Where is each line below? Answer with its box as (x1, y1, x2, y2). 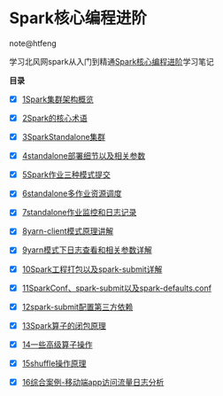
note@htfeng (9, 37, 58, 49)
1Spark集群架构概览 (21, 94, 95, 105)
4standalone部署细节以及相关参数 (21, 151, 146, 161)
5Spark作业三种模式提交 (21, 169, 111, 180)
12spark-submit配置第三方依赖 (21, 301, 134, 312)
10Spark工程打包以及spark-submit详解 (21, 263, 163, 275)
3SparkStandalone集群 (21, 132, 106, 143)
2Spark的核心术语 (21, 113, 88, 123)
